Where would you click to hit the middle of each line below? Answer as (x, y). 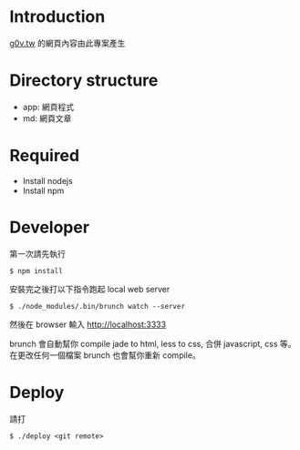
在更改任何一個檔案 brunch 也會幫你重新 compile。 (105, 355)
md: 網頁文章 (47, 118)
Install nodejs (47, 180)
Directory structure (84, 81)
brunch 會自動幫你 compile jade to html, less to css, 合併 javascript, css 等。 (153, 343)
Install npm (43, 190)
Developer (49, 227)
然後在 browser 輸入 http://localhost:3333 (88, 324)
